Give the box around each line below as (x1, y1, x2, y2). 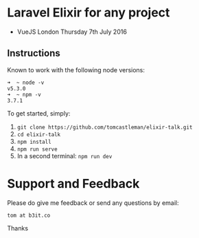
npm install (16, 138, 51, 145)
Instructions (7, 47, 60, 59)
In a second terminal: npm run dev (16, 151, 113, 160)
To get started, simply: (7, 109, 71, 118)
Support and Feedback (7, 175, 140, 191)
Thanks (7, 224, 29, 232)
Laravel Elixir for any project (7, 5, 170, 21)
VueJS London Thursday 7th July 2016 (16, 28, 127, 36)
